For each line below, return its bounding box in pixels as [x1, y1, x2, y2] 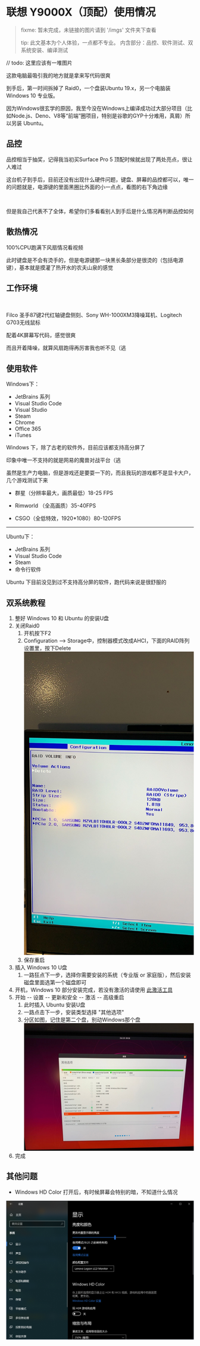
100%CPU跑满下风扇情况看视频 [6, 244, 83, 251]
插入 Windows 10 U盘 [14, 963, 67, 971]
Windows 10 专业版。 [6, 92, 58, 99]
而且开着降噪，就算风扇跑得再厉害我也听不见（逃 [6, 344, 126, 352]
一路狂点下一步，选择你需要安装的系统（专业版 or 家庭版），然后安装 [23, 971, 192, 978]
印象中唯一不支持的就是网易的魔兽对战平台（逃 [6, 457, 121, 464]
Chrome [14, 419, 35, 426]
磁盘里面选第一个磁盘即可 [23, 978, 87, 985]
